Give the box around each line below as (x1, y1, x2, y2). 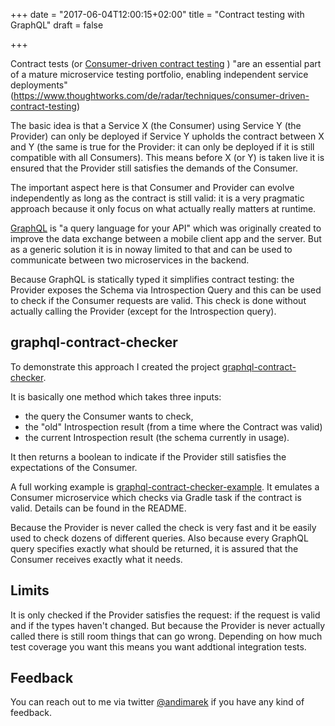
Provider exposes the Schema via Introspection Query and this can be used (10, 284, 322, 296)
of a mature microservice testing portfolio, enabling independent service (10, 69, 309, 80)
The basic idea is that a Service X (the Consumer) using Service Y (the (10, 120, 302, 131)
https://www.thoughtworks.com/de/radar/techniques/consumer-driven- (13, 90, 310, 101)
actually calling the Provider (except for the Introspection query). (10, 305, 277, 317)
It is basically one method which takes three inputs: (10, 390, 222, 403)
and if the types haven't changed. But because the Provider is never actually (10, 619, 326, 631)
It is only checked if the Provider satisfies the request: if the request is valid (10, 609, 321, 621)
